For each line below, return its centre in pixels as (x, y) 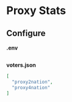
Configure (26, 33)
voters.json (21, 65)
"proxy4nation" (31, 87)
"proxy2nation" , (32, 82)
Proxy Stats (36, 11)
